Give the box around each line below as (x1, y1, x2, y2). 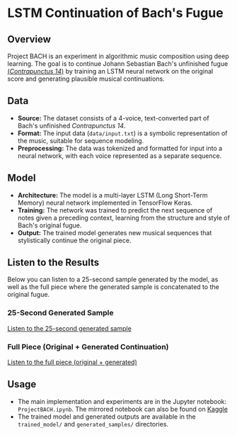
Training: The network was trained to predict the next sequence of (17, 205, 213, 214)
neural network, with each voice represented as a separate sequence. (17, 151, 222, 160)
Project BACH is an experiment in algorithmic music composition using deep (7, 52, 230, 60)
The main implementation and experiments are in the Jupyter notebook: (17, 397, 226, 405)
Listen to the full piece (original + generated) (7, 358, 138, 366)
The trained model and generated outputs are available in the (17, 412, 196, 421)
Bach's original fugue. (17, 221, 82, 230)
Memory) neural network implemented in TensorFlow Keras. (17, 198, 193, 207)
